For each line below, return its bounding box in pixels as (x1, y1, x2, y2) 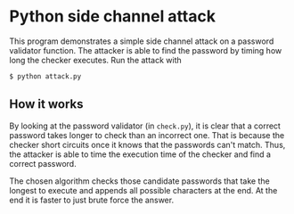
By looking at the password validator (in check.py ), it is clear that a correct (9, 120, 281, 131)
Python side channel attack (9, 6, 216, 27)
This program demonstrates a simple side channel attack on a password (9, 36, 274, 46)
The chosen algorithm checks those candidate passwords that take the (9, 176, 270, 186)
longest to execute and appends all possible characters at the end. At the (9, 185, 278, 195)
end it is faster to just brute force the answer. (9, 194, 175, 205)
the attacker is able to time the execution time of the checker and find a (9, 149, 272, 160)
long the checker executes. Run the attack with (9, 54, 183, 65)
